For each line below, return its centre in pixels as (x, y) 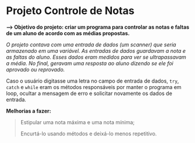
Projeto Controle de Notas (70, 11)
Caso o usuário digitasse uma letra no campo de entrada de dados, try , (93, 81)
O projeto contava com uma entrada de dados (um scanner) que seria (91, 45)
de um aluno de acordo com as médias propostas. (68, 33)
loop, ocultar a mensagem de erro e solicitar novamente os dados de (89, 93)
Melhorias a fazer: (29, 111)
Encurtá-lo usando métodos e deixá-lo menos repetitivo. (88, 134)
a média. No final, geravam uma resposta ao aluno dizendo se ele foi (90, 63)
